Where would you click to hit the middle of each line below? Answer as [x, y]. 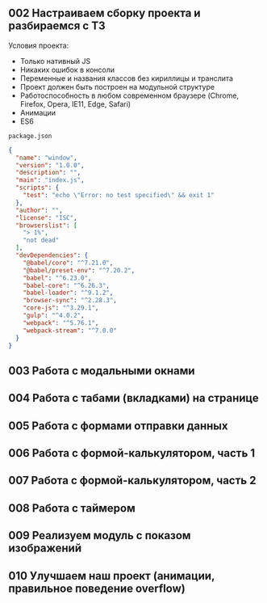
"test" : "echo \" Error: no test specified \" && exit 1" [119, 196]
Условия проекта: [39, 45]
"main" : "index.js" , [50, 180]
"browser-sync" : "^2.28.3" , [70, 301]
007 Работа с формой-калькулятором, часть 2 [132, 481]
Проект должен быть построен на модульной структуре [117, 86]
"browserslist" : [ [47, 226]
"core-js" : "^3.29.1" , [61, 308]
